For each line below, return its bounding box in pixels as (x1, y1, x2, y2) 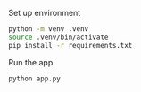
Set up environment (8, 8, 81, 18)
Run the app (8, 57, 54, 67)
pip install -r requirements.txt (8, 41, 133, 50)
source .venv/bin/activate (8, 33, 109, 42)
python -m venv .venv (8, 25, 89, 34)
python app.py (8, 74, 62, 83)
